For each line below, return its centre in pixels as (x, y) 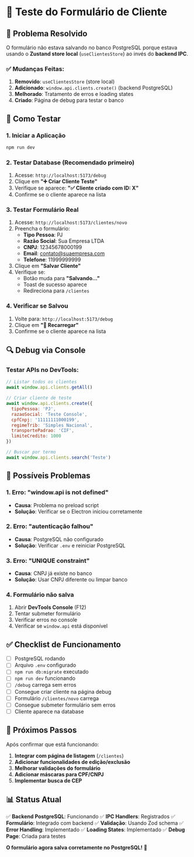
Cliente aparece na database (49, 711)
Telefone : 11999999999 (52, 260)
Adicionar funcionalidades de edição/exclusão (72, 762)
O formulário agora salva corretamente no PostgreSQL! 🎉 (77, 848)
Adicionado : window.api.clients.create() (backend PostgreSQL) (94, 88)
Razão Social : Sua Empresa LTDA (64, 241)
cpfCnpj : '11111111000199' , (46, 420)
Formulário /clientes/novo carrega (57, 698)
